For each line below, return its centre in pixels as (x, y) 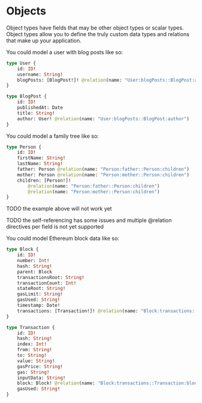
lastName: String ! (40, 164)
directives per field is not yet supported (55, 227)
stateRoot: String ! (41, 289)
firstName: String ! (41, 158)
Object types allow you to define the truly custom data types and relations (98, 34)
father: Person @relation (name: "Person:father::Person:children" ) (103, 170)
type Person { (24, 147)
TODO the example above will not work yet (59, 209)
